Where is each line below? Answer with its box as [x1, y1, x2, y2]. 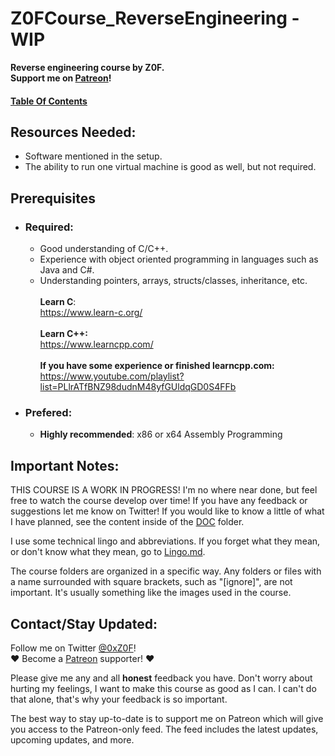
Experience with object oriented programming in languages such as [39, 253, 319, 266]
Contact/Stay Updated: [10, 615, 158, 632]
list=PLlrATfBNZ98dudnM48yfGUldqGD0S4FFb [39, 381, 237, 393]
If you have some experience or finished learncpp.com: [39, 360, 275, 372]
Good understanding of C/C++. [39, 243, 169, 255]
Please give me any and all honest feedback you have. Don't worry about [10, 672, 313, 684]
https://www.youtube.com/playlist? [39, 370, 185, 382]
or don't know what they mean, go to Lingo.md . [10, 546, 206, 558]
